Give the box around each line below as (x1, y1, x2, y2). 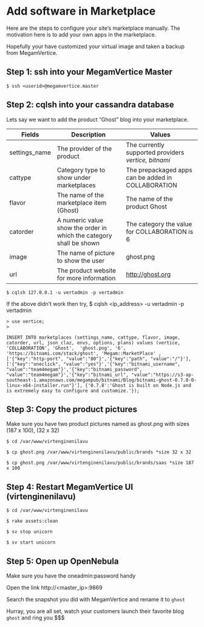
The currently (126, 140, 165, 149)
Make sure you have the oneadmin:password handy (6, 572, 136, 579)
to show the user (56, 256, 105, 264)
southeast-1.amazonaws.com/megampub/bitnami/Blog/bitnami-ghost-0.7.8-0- (6, 377, 197, 383)
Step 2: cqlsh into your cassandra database (6, 99, 174, 110)
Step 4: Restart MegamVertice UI (6, 481, 134, 492)
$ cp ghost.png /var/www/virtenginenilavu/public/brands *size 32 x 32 (6, 449, 191, 455)
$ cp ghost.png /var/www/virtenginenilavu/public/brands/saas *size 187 (6, 460, 194, 466)
